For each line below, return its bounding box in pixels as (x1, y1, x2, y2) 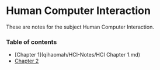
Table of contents (6, 38, 57, 46)
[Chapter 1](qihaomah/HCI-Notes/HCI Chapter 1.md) (14, 51, 141, 58)
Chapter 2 (14, 57, 39, 65)
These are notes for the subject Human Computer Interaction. (6, 23, 155, 30)
